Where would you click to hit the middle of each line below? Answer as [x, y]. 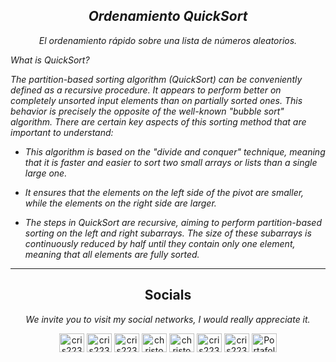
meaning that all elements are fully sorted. [112, 254]
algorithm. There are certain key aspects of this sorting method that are [158, 121]
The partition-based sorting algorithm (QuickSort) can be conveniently [156, 79]
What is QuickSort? [50, 60]
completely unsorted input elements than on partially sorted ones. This [156, 100]
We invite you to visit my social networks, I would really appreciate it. [168, 319]
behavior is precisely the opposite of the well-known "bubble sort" [147, 111]
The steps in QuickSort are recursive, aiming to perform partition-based [173, 222]
